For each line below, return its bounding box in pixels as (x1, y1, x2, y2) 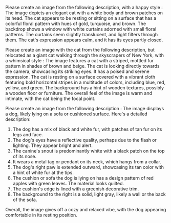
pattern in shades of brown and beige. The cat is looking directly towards (5, 63, 160, 69)
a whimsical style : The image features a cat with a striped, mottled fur (5, 58, 154, 63)
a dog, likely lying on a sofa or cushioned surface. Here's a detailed (5, 111, 147, 117)
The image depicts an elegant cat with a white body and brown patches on (5, 10, 163, 16)
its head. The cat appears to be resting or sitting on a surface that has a (5, 15, 157, 21)
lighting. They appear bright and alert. (12, 142, 93, 148)
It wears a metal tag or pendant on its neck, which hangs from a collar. (12, 159, 161, 165)
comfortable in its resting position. (5, 212, 78, 218)
